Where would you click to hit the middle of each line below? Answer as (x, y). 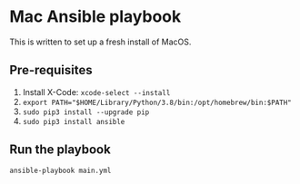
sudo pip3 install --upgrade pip (86, 112)
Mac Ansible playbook (95, 17)
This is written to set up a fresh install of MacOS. (100, 42)
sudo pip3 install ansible (74, 121)
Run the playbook (60, 150)
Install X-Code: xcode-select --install (96, 92)
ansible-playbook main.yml (60, 170)
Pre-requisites (51, 70)
